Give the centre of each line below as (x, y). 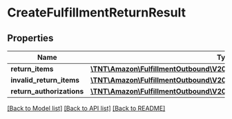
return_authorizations (47, 91)
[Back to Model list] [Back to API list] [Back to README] (86, 108)
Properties (30, 38)
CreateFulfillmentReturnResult (97, 13)
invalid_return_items (45, 80)
